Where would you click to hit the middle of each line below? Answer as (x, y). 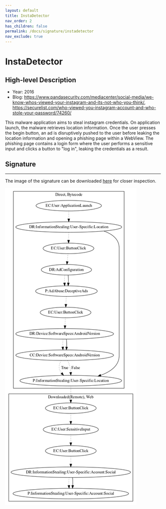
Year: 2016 (23, 92)
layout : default (22, 10)
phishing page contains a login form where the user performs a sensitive (79, 143)
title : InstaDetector (27, 16)
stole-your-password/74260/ (42, 113)
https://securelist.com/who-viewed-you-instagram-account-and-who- (84, 107)
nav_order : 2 (19, 21)
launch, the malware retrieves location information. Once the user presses (81, 128)
